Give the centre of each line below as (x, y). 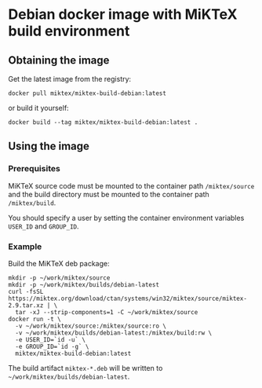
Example (25, 247)
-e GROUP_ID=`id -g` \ (52, 346)
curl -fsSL (26, 291)
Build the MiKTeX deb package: (59, 263)
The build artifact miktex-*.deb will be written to (86, 368)
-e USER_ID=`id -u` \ (51, 339)
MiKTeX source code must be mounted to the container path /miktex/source (131, 185)
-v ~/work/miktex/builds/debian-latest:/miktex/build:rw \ (114, 333)
